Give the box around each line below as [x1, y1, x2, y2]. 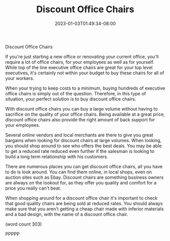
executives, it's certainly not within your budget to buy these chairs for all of [5, 70, 164, 76]
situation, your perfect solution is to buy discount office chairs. [5, 96, 137, 102]
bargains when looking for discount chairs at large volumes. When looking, [5, 137, 161, 143]
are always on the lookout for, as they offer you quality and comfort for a [5, 179, 157, 185]
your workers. [5, 75, 35, 81]
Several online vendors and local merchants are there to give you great [5, 131, 154, 138]
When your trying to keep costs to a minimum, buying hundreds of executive [5, 85, 165, 91]
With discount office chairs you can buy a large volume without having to [5, 105, 158, 112]
